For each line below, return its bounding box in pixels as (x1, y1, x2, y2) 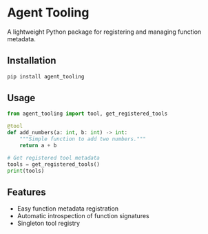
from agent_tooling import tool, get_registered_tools (7, 110, 168, 118)
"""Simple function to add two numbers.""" (19, 136, 147, 142)
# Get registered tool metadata (7, 154, 100, 161)
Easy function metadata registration (17, 204, 119, 213)
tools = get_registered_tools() (7, 160, 100, 168)
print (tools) (7, 167, 45, 174)
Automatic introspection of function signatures (17, 212, 149, 220)
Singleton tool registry (17, 219, 81, 228)
